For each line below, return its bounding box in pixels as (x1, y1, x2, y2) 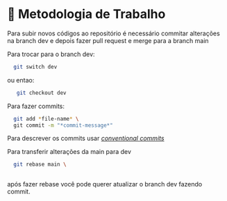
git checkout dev (16, 89, 67, 96)
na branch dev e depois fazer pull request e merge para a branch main (7, 36, 210, 44)
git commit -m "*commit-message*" (13, 121, 113, 129)
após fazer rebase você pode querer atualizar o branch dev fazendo (7, 180, 203, 189)
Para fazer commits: (7, 102, 65, 110)
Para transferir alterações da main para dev (7, 148, 132, 156)
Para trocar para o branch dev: (7, 50, 95, 58)
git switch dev (13, 63, 58, 70)
